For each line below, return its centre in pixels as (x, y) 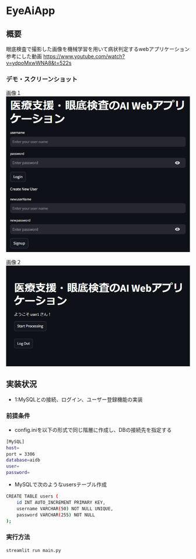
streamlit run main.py (34, 550)
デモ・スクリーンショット (42, 79)
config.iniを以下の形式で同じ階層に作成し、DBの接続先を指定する (93, 430)
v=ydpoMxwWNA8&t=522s (39, 63)
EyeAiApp (31, 11)
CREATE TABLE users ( (32, 496)
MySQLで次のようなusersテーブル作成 (60, 485)
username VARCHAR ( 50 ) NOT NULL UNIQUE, (65, 509)
